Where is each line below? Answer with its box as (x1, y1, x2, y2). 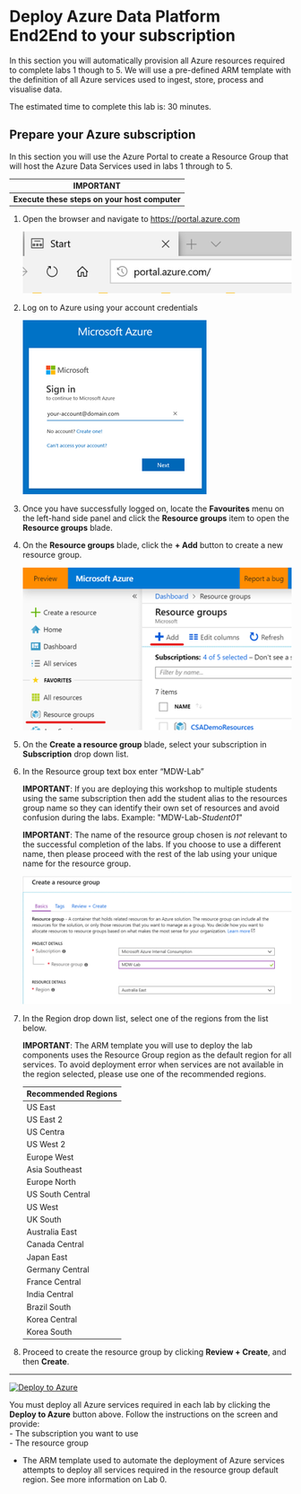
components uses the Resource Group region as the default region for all (21, 1049, 292, 1060)
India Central (26, 1289, 74, 1300)
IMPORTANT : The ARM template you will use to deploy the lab (21, 1039, 254, 1050)
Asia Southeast (26, 1163, 82, 1174)
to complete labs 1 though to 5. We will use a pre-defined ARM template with (9, 65, 291, 75)
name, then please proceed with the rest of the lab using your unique (21, 848, 278, 859)
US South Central (26, 1189, 90, 1200)
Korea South (26, 1327, 73, 1338)
